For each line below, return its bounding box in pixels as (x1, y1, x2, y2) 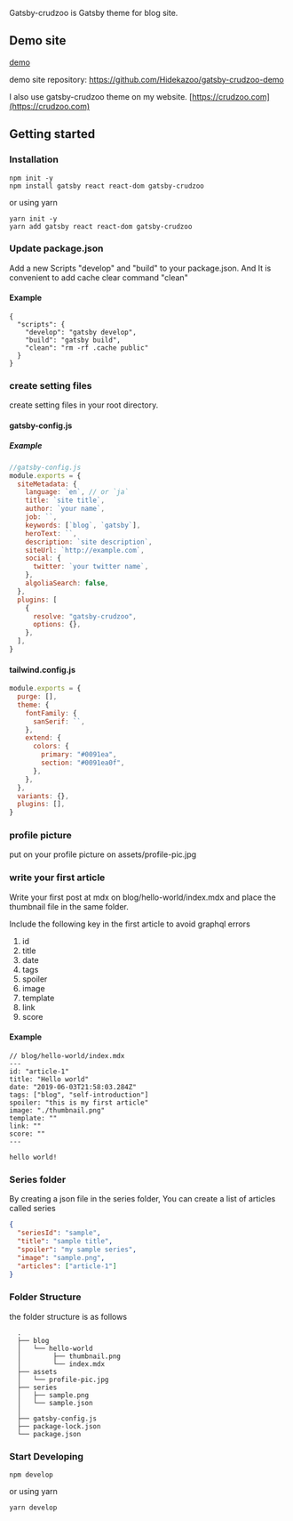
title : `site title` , (25, 496, 105, 506)
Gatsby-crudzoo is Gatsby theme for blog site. (9, 8, 178, 18)
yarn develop (9, 1503, 58, 1512)
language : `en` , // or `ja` (25, 488, 129, 497)
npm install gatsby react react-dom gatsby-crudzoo (9, 182, 204, 190)
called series (9, 1203, 56, 1214)
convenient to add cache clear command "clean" (9, 271, 188, 283)
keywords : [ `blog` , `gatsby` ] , (25, 521, 141, 530)
